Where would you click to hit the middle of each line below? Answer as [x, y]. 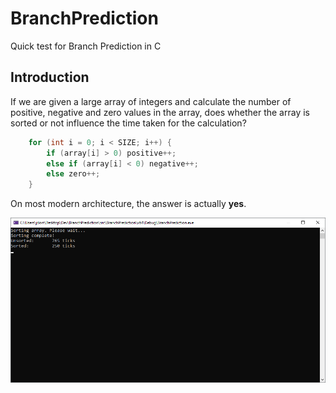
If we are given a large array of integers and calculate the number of [151, 101]
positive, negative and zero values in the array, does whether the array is [160, 112]
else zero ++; [73, 174]
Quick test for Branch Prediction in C [86, 46]
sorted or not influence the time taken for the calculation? [128, 123]
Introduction [50, 77]
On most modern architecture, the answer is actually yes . [128, 204]
